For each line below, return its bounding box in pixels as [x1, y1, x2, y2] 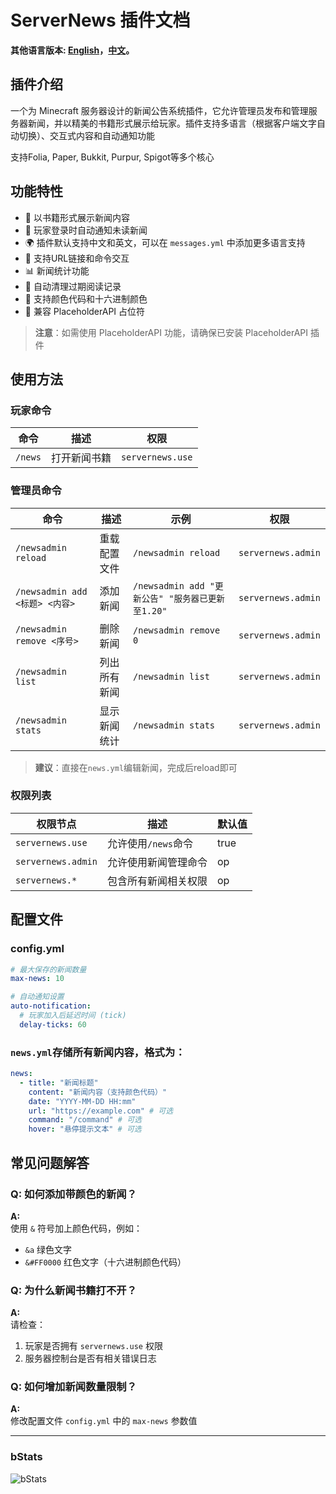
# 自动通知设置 [10, 992, 65, 1002]
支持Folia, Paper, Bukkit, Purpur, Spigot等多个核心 [10, 151, 215, 163]
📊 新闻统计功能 [24, 264, 90, 276]
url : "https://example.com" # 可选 [28, 1106, 174, 1116]
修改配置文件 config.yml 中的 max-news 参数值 [10, 1415, 198, 1427]
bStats [10, 1450, 43, 1464]
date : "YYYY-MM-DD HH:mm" [28, 1096, 137, 1106]
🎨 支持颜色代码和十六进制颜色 [24, 292, 148, 305]
